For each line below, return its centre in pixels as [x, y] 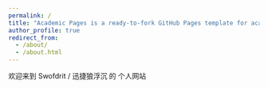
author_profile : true [44, 30]
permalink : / [30, 15]
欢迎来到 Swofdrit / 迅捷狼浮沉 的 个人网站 [77, 76]
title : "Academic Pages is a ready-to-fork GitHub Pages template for [128, 23]
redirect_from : [33, 38]
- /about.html [39, 52]
